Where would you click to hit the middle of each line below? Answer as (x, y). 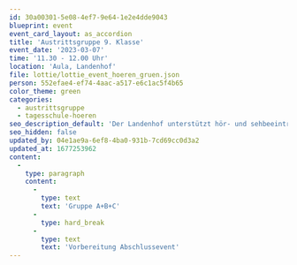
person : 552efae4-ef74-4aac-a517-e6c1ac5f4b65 (96, 83)
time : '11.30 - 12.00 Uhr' (59, 58)
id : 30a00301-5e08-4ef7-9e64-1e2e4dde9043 (88, 17)
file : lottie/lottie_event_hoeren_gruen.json (94, 75)
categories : (31, 99)
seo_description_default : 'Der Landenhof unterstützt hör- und (128, 125)
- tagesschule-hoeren (57, 116)
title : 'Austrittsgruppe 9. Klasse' (76, 42)
